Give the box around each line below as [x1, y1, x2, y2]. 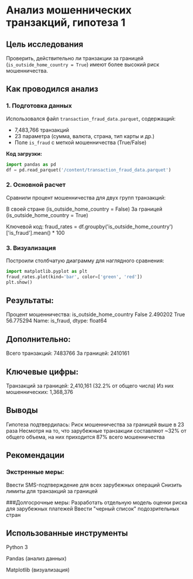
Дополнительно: [6, 334, 71, 344]
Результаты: [6, 296, 54, 306]
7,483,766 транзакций [14, 126, 69, 133]
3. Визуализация [6, 244, 56, 252]
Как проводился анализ [6, 84, 98, 94]
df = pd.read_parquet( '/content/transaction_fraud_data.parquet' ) [6, 167, 171, 173]
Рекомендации [6, 450, 65, 460]
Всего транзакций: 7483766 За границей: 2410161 [6, 350, 130, 357]
